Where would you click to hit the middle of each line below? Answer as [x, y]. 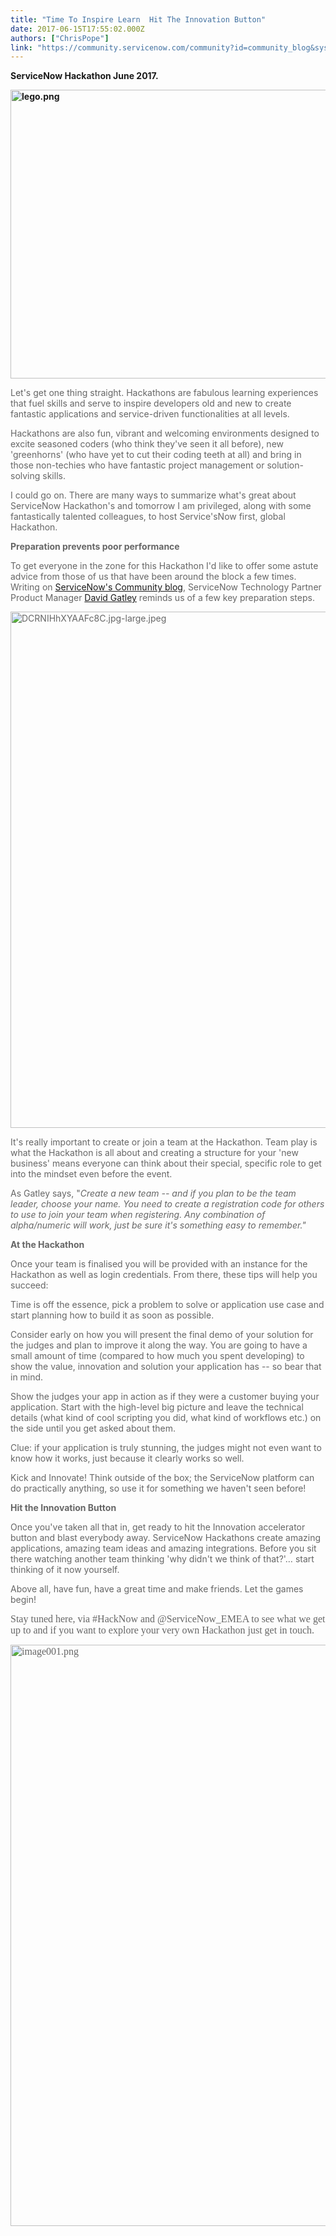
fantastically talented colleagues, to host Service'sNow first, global [148, 517]
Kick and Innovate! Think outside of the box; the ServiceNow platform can [162, 1478]
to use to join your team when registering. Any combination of [138, 1215]
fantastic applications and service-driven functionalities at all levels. [150, 414]
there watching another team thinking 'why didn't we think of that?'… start [162, 1559]
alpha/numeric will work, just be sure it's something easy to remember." [158, 1225]
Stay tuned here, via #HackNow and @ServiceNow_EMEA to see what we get [168, 1619]
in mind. [27, 1377]
